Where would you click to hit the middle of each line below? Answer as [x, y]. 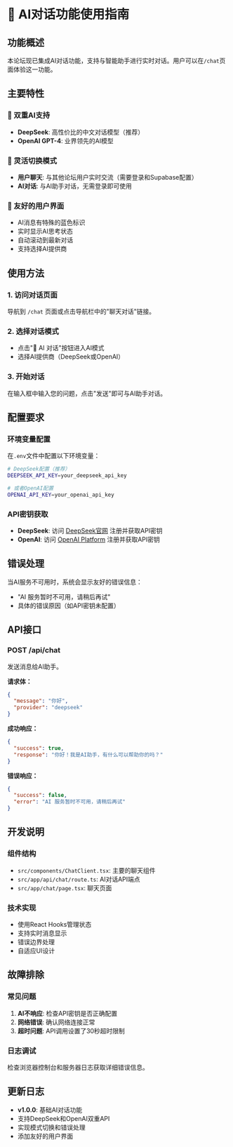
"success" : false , [41, 796]
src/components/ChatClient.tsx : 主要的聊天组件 [86, 870]
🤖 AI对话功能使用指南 [68, 14]
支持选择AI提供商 [42, 249]
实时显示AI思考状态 [45, 232]
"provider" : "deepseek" [48, 708]
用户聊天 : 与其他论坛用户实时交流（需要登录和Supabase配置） [107, 177]
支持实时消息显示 [42, 933]
